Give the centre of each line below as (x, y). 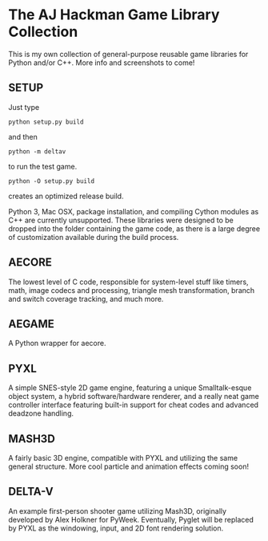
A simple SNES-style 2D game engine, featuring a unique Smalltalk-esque (130, 388)
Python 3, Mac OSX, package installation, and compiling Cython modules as (134, 211)
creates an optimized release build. (66, 196)
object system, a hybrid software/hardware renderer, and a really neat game (134, 397)
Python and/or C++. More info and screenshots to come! (102, 63)
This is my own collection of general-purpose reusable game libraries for (128, 54)
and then (23, 136)
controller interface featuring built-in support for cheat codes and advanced (133, 405)
